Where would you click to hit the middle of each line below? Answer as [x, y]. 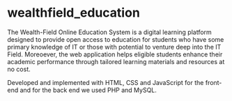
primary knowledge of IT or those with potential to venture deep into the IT [114, 47]
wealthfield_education [74, 13]
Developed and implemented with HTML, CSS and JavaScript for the [106, 82]
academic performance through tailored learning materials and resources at [116, 61]
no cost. [19, 69]
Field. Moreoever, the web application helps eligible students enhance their [115, 54]
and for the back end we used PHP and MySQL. [88, 90]
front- [214, 82]
